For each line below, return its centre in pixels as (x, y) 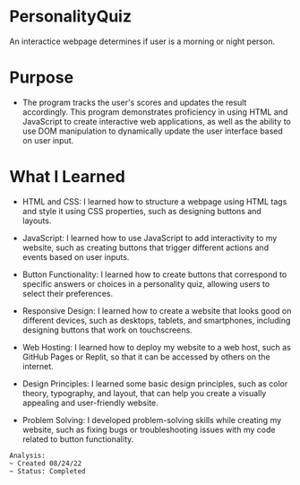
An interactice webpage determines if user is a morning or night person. (142, 41)
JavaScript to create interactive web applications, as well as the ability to (156, 121)
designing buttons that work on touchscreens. (107, 330)
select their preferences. (68, 293)
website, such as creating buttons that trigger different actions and (146, 247)
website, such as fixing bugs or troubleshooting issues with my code (149, 429)
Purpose (42, 78)
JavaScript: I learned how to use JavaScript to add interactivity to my (150, 238)
